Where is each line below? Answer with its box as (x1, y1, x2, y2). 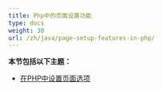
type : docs (8, 19, 45, 27)
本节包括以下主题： (8, 57, 72, 66)
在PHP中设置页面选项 (19, 73, 91, 84)
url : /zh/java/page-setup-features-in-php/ (8, 33, 156, 42)
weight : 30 (8, 26, 45, 34)
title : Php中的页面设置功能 (8, 11, 92, 20)
